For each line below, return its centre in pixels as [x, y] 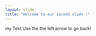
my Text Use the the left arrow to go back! [48, 28]
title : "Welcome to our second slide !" [48, 14]
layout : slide [20, 10]
